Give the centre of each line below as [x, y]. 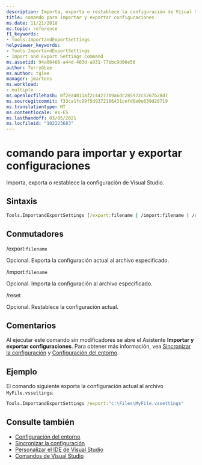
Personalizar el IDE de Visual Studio [59, 449]
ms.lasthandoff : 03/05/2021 [41, 118]
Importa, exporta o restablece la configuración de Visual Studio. [85, 183]
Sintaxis [22, 202]
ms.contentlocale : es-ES [37, 112]
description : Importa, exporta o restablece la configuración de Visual [99, 12]
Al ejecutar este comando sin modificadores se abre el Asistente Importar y [100, 340]
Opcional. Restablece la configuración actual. [63, 306]
